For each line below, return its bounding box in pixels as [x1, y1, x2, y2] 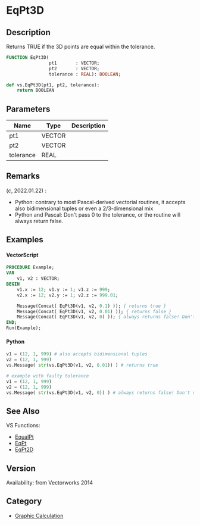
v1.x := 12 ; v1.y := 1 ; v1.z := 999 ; [17, 286, 111, 292]
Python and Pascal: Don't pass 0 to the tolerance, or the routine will [14, 211, 180, 218]
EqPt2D [14, 446, 34, 453]
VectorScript [6, 251, 39, 258]
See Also [6, 406, 40, 416]
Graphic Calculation [14, 512, 64, 519]
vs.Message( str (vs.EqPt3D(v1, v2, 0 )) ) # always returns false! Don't [6, 389, 190, 396]
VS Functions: [6, 422, 40, 429]
